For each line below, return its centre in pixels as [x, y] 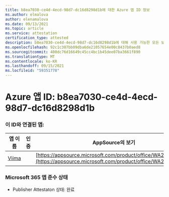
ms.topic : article [24, 29]
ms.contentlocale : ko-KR [31, 61]
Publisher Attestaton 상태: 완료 [44, 189]
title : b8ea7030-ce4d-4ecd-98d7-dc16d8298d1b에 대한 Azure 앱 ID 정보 [77, 10]
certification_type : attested [37, 38]
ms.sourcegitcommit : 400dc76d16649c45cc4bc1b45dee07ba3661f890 [73, 52]
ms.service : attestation [31, 33]
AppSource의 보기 [114, 143]
